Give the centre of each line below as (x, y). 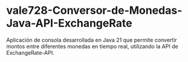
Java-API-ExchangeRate (69, 23)
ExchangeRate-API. (30, 52)
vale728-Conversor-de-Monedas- (94, 11)
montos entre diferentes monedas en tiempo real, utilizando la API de (92, 46)
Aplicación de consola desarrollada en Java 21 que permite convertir (92, 40)
